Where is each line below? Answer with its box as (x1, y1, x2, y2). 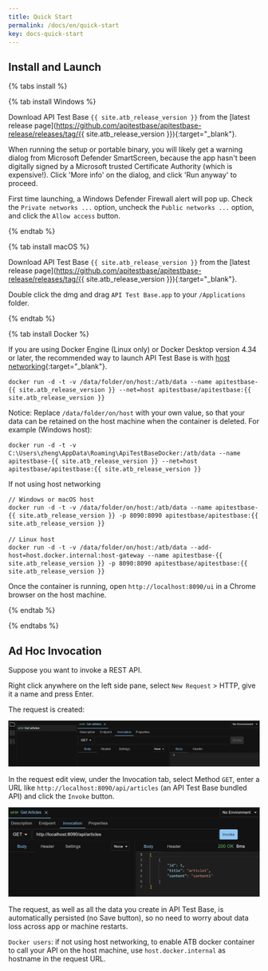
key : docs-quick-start (8, 30, 84, 37)
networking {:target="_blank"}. (8, 361, 108, 371)
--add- (190, 543, 213, 552)
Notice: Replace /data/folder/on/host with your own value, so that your (8, 408, 245, 418)
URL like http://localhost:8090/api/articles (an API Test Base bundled (8, 783, 247, 792)
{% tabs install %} (8, 81, 68, 91)
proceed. (8, 179, 38, 188)
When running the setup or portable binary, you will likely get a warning (8, 144, 243, 155)
